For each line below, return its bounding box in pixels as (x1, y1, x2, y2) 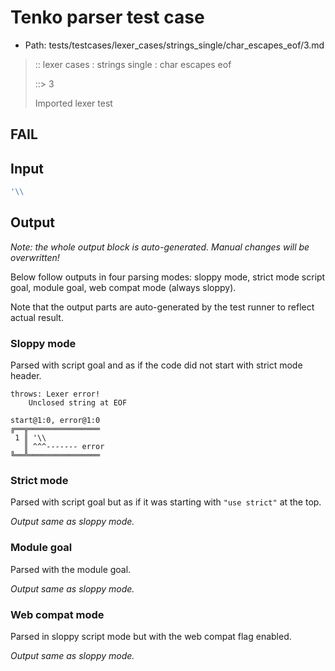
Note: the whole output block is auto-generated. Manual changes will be (10, 241, 310, 253)
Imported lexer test (34, 97, 113, 109)
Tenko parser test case (10, 6, 205, 29)
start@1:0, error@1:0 (10, 416, 101, 426)
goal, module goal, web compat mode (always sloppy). (10, 281, 237, 293)
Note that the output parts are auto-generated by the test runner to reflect (10, 301, 315, 313)
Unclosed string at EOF (28, 398, 128, 408)
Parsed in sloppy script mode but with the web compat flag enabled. (10, 631, 292, 643)
